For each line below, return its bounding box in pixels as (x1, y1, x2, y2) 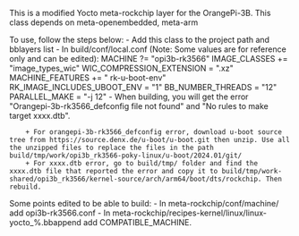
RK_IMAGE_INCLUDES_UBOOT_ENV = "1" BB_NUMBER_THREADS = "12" (9, 82, 278, 92)
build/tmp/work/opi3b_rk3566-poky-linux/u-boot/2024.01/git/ (9, 151, 243, 160)
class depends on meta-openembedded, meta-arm (9, 17, 199, 28)
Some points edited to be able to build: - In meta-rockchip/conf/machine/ (9, 198, 279, 208)
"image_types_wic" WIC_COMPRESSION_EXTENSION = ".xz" (9, 63, 235, 73)
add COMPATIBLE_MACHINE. (83, 217, 192, 227)
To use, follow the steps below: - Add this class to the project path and (9, 35, 270, 45)
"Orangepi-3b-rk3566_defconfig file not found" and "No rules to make (9, 101, 269, 111)
